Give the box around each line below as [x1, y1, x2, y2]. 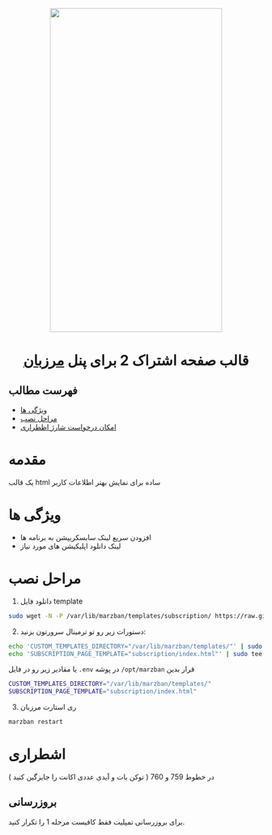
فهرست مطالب [8, 383, 79, 397]
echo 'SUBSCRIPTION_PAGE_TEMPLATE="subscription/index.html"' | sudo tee [8, 650, 263, 658]
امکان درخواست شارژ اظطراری [19, 422, 117, 432]
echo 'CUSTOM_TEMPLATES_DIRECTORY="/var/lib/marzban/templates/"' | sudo [8, 642, 263, 650]
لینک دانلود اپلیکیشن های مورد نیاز [19, 541, 121, 551]
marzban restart [8, 718, 63, 726]
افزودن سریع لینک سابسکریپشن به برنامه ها [19, 532, 151, 542]
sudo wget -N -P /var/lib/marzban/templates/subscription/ [8, 611, 212, 620]
